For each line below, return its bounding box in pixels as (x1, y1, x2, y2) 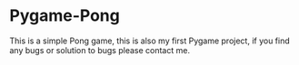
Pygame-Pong (9, 5, 120, 26)
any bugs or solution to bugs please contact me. (9, 44, 191, 55)
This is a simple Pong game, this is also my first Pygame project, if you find (9, 35, 291, 46)
